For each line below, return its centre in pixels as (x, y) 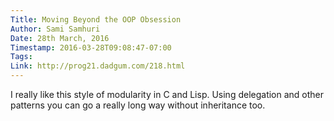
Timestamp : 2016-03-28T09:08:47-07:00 (91, 47)
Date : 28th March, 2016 (60, 38)
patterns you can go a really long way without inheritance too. (138, 105)
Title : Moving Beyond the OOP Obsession (96, 19)
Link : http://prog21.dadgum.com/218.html (98, 66)
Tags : (21, 57)
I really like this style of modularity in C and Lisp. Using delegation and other (167, 94)
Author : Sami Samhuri (55, 29)
